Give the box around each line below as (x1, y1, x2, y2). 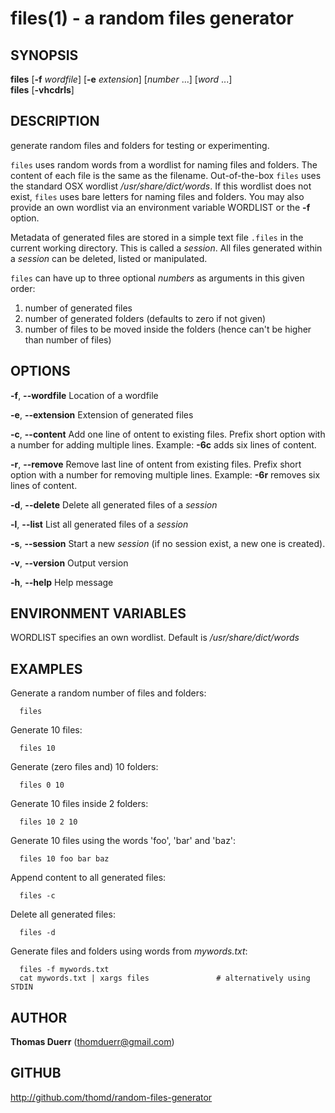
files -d (19, 928, 56, 938)
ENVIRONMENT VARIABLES (10, 605, 187, 622)
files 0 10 (19, 780, 65, 791)
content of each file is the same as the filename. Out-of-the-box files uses (10, 169, 322, 181)
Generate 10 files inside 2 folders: (10, 798, 149, 810)
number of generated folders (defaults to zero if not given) (24, 312, 267, 324)
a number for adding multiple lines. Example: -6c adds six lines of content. (10, 438, 317, 451)
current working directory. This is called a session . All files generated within (10, 242, 323, 254)
